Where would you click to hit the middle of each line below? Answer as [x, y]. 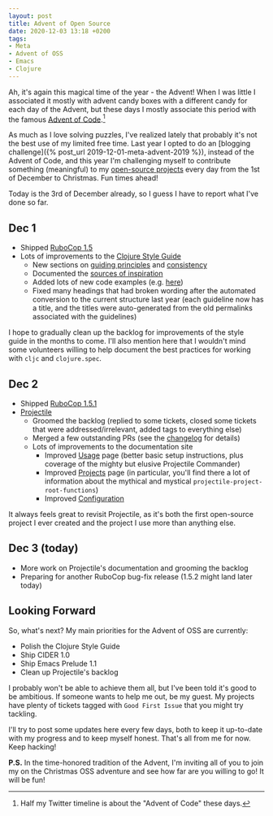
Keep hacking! [32, 747]
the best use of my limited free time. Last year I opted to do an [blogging [130, 144]
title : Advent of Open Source [60, 24]
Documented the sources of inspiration [98, 274]
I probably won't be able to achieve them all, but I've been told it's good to [133, 688]
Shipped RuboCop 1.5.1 [58, 404]
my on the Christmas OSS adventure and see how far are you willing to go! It [136, 771]
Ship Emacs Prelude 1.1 [58, 663]
